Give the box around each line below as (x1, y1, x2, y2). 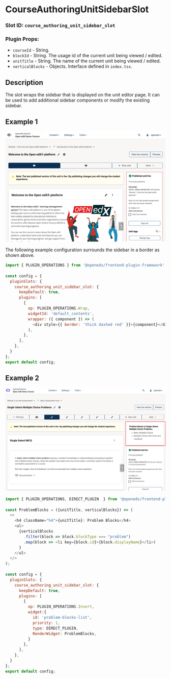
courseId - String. (12, 47, 50, 53)
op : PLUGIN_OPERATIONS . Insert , (27, 604, 95, 610)
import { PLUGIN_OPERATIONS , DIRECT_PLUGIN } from (5, 496, 117, 501)
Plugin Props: (5, 36, 39, 43)
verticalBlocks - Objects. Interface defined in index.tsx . (12, 63, 132, 69)
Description (5, 78, 43, 87)
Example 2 (5, 374, 39, 382)
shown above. (5, 252, 35, 258)
